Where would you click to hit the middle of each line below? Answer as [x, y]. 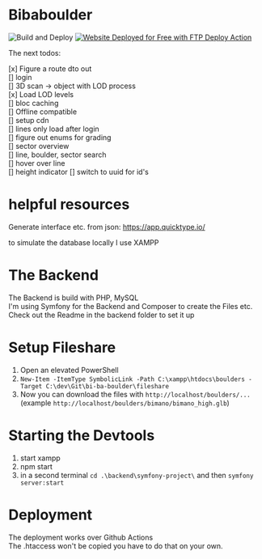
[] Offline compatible [43, 112]
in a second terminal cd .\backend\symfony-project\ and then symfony [137, 475]
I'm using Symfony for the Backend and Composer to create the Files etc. [131, 306]
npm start [36, 466]
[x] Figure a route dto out [50, 68]
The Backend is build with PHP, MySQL [74, 298]
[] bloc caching [34, 103]
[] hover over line [37, 163]
